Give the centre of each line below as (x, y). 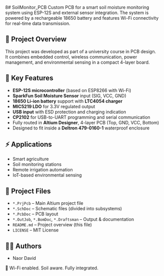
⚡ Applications (29, 144)
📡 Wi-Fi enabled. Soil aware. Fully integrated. (52, 268)
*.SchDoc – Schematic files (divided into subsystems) (67, 209)
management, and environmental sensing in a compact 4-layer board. (77, 62)
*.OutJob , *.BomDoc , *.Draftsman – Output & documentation (73, 219)
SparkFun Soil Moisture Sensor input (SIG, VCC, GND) (69, 96)
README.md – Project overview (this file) (52, 225)
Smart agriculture (31, 159)
